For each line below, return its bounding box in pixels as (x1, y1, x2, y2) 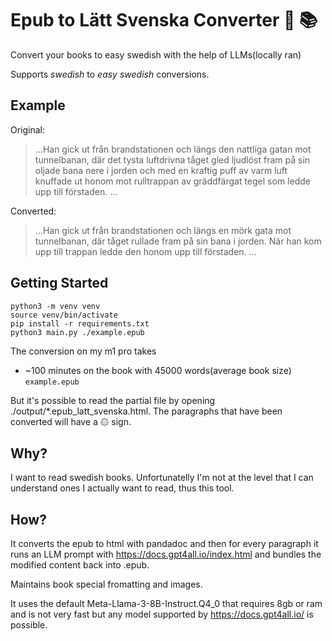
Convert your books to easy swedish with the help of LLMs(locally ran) (10, 48, 302, 61)
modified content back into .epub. (10, 559, 150, 571)
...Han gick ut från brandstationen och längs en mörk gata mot (34, 224, 292, 236)
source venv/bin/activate (10, 310, 118, 320)
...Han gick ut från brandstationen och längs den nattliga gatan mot (34, 143, 312, 155)
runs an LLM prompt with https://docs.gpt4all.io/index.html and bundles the (10, 548, 322, 561)
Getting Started (10, 275, 109, 292)
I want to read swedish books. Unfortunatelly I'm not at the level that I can (10, 472, 314, 484)
